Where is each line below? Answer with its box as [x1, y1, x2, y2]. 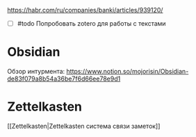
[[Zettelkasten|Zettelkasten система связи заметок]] [7, 122, 161, 130]
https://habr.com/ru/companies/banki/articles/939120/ [7, 6, 163, 14]
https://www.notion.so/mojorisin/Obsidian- [66, 67, 189, 75]
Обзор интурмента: [7, 67, 65, 75]
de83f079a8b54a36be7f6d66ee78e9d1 [7, 74, 121, 83]
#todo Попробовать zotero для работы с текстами [17, 19, 166, 27]
